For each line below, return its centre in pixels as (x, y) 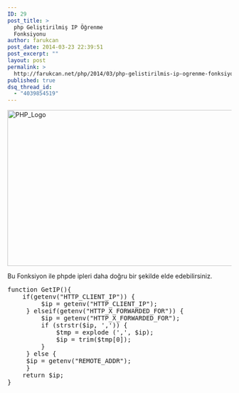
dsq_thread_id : (30, 87)
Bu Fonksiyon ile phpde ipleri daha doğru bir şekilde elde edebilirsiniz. (110, 276)
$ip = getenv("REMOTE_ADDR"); (79, 361)
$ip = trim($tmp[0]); (94, 340)
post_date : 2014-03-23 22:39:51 (55, 47)
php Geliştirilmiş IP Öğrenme (58, 27)
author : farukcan (33, 41)
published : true (31, 80)
